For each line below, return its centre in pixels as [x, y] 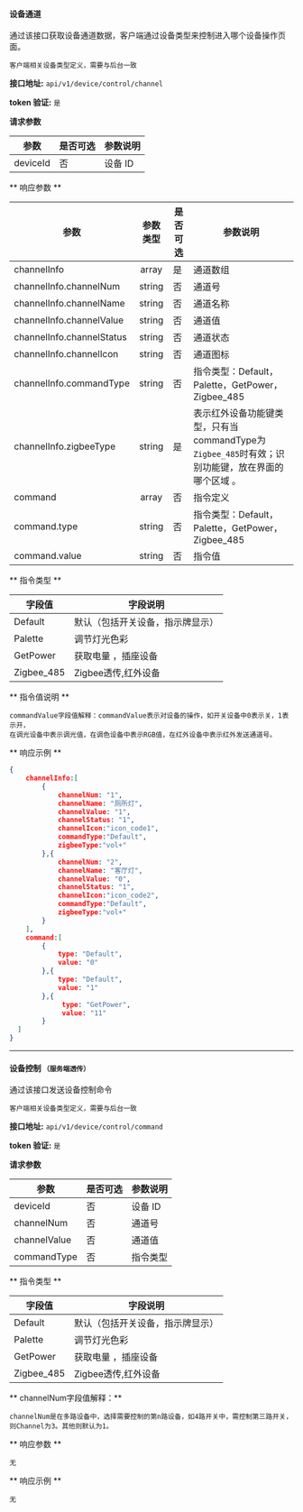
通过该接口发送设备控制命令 [61, 1090]
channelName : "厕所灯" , [100, 803]
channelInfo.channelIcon [66, 354]
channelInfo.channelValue [69, 320]
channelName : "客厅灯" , [100, 870]
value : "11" [84, 1013]
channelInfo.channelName [69, 304]
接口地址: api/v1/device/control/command [87, 1126]
